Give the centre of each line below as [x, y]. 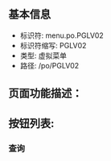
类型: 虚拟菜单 [43, 56]
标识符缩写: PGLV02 [53, 45]
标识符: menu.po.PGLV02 [62, 35]
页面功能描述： [45, 94]
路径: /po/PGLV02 [49, 65]
